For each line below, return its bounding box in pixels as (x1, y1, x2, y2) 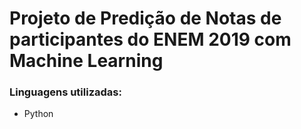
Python (23, 108, 54, 120)
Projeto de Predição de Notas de (9, 7, 282, 30)
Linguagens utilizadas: (9, 85, 122, 99)
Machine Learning (9, 50, 164, 72)
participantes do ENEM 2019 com (9, 28, 292, 51)
